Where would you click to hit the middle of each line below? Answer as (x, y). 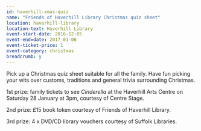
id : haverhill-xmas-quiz (37, 12)
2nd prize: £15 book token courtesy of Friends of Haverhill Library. (88, 109)
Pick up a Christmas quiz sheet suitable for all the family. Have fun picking (98, 73)
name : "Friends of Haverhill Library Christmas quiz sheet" (84, 17)
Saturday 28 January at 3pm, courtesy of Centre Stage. (75, 98)
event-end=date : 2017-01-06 (42, 40)
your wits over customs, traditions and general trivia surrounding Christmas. (101, 80)
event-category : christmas (40, 51)
